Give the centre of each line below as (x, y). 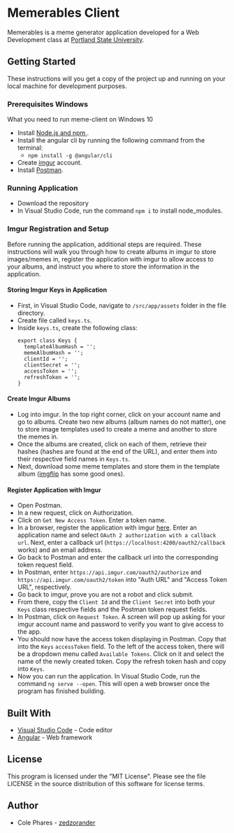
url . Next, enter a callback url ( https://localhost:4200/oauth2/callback (121, 543)
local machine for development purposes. (67, 86)
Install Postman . (41, 170)
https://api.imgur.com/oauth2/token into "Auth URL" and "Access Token (122, 580)
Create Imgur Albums (39, 399)
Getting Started (42, 62)
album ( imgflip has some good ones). (71, 474)
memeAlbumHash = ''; (54, 353)
